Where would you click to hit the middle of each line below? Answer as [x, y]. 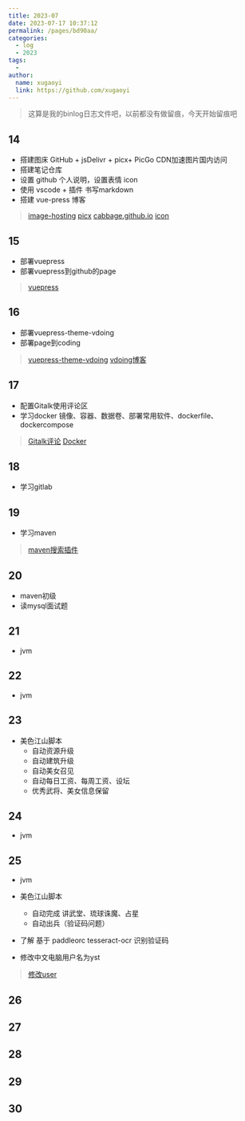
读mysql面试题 [44, 606]
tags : [17, 61]
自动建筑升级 [53, 760]
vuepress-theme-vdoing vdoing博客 [87, 359]
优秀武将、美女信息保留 [70, 791]
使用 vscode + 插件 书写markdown [77, 190]
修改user [42, 975]
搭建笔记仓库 [41, 170]
